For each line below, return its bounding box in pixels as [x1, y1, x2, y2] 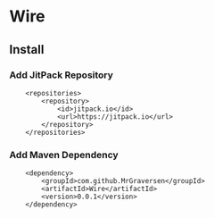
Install [9, 42, 45, 57]
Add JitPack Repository [9, 69, 114, 81]
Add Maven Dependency [9, 148, 119, 161]
